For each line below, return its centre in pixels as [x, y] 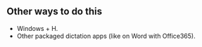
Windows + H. [37, 28]
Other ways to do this [55, 12]
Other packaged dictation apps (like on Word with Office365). [106, 36]
